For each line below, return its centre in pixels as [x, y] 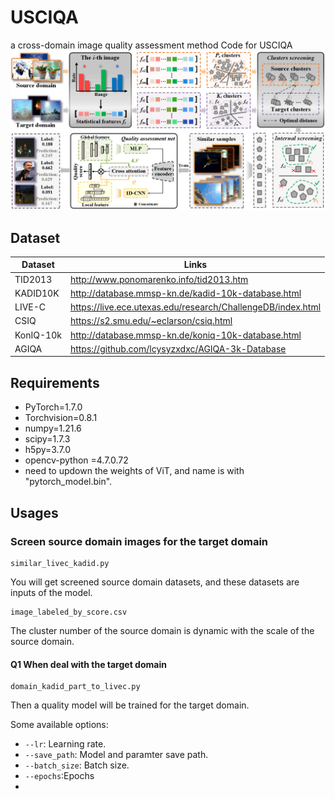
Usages [34, 512]
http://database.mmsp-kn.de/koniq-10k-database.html [185, 335]
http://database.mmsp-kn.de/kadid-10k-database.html [185, 293]
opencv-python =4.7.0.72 [76, 460]
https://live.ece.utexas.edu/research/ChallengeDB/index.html [195, 307]
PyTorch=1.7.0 [53, 407]
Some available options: [59, 725]
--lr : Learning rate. [65, 744]
